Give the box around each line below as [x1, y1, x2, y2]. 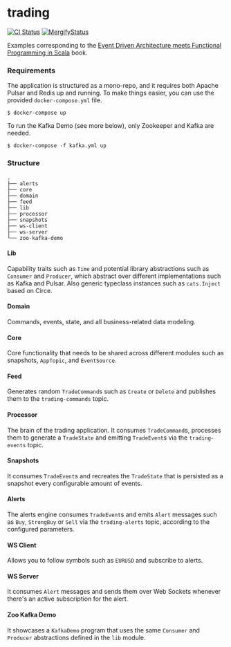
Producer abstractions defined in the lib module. [7, 633, 147, 641]
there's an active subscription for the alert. [7, 594, 129, 603]
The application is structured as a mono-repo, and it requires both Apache [7, 82, 219, 90]
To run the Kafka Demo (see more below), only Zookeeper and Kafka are [7, 122, 214, 130]
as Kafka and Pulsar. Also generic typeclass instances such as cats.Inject [7, 279, 221, 288]
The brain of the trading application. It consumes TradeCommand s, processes [7, 426, 221, 434]
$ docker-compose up [7, 109, 67, 117]
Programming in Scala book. [7, 48, 88, 57]
